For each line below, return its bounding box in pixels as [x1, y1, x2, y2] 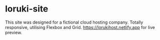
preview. [5, 29, 23, 35]
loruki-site [5, 3, 48, 14]
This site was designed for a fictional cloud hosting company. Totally [5, 19, 143, 25]
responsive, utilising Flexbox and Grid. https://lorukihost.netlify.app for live [5, 24, 155, 30]
